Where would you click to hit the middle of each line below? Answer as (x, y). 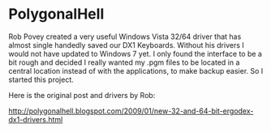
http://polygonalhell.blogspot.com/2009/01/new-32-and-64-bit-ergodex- (131, 111)
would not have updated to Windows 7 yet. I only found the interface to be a (135, 53)
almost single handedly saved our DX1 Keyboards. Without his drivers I (127, 45)
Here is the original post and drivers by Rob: (82, 95)
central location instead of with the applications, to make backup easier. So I (136, 70)
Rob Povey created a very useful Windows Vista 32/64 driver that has (125, 36)
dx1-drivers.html (36, 119)
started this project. (41, 79)
